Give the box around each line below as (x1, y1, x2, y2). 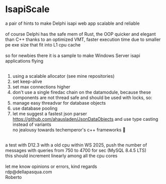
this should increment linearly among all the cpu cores (5, 153, 118, 159)
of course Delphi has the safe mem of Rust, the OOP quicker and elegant (5, 31, 156, 37)
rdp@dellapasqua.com (5, 168, 52, 175)
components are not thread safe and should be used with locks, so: (12, 95, 152, 101)
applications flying (5, 58, 44, 64)
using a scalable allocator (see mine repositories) (12, 73, 115, 79)
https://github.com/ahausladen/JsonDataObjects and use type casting (12, 116, 158, 122)
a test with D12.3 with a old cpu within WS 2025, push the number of (5, 142, 147, 148)
